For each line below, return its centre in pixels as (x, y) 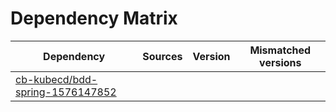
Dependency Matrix (94, 18)
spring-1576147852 (66, 92)
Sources (162, 56)
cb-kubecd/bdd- (56, 79)
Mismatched (280, 50)
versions (280, 62)
